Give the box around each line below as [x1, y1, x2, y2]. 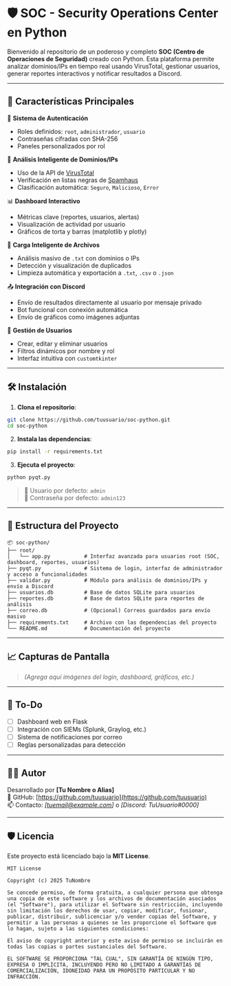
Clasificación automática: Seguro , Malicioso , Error [16, 183, 159, 191]
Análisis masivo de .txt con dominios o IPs [16, 254, 140, 262]
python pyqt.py [7, 474, 51, 481]
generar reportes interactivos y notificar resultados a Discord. [7, 69, 182, 78]
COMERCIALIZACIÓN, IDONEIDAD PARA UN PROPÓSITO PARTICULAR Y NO [7, 967, 195, 974]
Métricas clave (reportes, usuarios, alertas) [16, 212, 140, 221]
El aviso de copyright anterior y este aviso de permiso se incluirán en [7, 937, 223, 945]
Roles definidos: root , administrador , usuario [16, 127, 146, 135]
